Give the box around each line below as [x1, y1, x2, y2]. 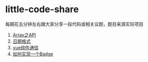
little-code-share [5, 4, 79, 15]
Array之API [12, 32, 37, 38]
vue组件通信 [12, 44, 39, 50]
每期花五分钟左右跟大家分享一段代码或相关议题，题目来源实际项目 [5, 21, 143, 27]
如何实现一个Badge [12, 51, 53, 57]
